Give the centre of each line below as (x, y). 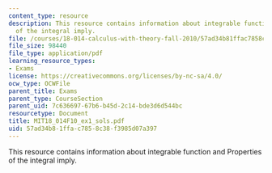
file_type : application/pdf (56, 53)
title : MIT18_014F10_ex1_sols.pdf (67, 121)
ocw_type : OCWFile (39, 83)
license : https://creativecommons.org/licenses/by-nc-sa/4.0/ (115, 76)
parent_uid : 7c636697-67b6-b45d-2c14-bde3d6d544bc (96, 106)
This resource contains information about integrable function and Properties (135, 151)
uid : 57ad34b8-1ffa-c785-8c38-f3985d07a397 (83, 129)
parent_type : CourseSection (56, 99)
